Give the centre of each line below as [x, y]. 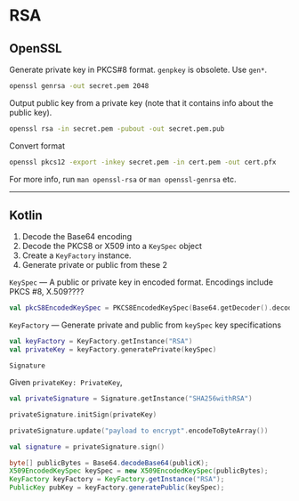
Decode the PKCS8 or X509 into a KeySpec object [112, 246]
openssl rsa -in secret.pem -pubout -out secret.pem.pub [117, 129]
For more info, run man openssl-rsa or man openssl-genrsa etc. [123, 179]
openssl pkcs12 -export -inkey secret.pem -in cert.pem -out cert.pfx [143, 162]
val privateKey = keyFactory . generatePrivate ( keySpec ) [113, 350]
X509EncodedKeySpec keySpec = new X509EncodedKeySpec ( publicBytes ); [139, 471]
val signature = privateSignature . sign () [87, 447]
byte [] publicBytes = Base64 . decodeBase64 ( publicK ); [109, 463]
